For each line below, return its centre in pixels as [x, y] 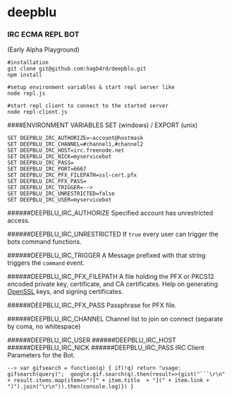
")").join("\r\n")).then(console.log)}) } [71, 387]
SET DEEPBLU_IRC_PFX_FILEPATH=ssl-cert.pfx [72, 175]
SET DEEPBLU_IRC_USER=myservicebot [60, 200]
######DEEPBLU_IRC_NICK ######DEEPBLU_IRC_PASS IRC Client [106, 348]
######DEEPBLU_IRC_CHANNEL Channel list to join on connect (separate [115, 319]
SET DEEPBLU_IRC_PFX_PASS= [47, 182]
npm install [25, 75]
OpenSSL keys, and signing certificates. [65, 292]
